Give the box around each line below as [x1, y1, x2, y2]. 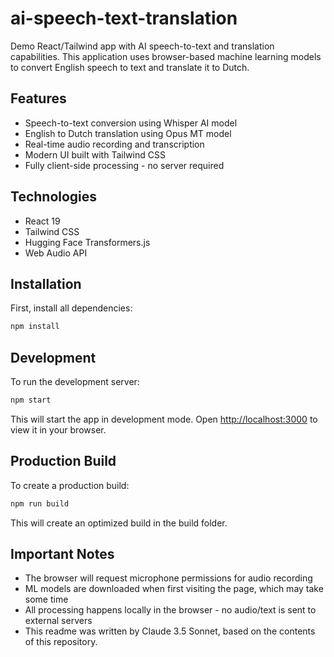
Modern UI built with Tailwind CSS [24, 148, 166, 161]
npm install [10, 322, 60, 332]
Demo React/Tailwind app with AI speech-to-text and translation [10, 40, 275, 52]
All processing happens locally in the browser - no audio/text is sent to [24, 604, 317, 616]
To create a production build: [10, 479, 130, 491]
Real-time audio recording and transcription [24, 138, 205, 150]
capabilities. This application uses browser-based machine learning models [10, 50, 322, 62]
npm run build [10, 498, 70, 509]
